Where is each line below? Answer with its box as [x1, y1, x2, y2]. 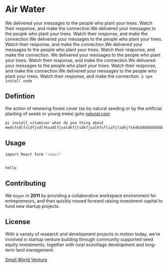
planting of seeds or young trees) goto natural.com [5, 110, 110, 116]
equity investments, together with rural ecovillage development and [5, 241, 144, 247]
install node [5, 78, 32, 83]
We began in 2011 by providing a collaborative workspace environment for [5, 192, 156, 198]
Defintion [5, 92, 35, 100]
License [5, 217, 30, 226]
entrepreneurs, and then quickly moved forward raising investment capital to [5, 197, 163, 203]
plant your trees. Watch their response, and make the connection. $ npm [5, 73, 152, 79]
